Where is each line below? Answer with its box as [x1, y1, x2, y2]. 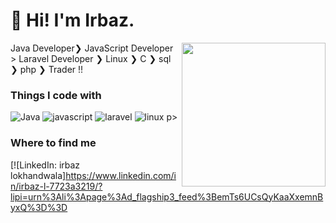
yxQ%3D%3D [10, 201, 68, 213]
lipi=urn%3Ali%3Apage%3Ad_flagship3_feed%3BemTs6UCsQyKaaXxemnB [10, 190, 324, 203]
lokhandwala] [10, 169, 67, 181]
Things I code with [10, 88, 102, 102]
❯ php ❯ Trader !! [10, 63, 84, 75]
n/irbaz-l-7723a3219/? [10, 180, 103, 192]
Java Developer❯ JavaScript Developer [10, 42, 174, 54]
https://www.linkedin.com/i [65, 169, 177, 181]
